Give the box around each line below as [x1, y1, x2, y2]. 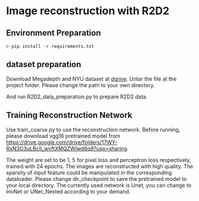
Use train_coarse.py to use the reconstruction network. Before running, [6, 126, 181, 133]
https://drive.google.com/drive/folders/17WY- [6, 138, 118, 146]
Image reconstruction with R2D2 [6, 4, 170, 18]
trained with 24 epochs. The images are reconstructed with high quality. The [6, 162, 194, 170]
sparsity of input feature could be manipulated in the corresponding [6, 169, 172, 176]
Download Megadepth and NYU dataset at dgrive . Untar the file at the [6, 75, 177, 82]
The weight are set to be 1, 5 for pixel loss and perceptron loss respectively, [6, 156, 191, 164]
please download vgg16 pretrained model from [6, 132, 121, 139]
